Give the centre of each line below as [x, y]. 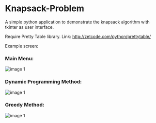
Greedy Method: [25, 105]
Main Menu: [19, 58]
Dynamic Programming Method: [44, 82]
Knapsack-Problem [45, 9]
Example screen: [22, 46]
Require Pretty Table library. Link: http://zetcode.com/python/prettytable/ [78, 36]
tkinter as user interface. [30, 27]
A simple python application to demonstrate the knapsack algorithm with [77, 22]
